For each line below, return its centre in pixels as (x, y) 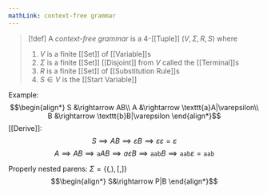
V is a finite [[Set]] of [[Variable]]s (96, 53)
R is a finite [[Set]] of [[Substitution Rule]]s (110, 71)
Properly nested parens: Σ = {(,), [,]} (68, 168)
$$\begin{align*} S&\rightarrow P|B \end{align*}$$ (134, 181)
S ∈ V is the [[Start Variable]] (88, 79)
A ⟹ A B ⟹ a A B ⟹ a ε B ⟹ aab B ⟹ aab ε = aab (134, 153)
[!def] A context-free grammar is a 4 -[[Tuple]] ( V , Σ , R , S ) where (133, 38)
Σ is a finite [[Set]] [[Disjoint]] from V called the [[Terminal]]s (139, 62)
